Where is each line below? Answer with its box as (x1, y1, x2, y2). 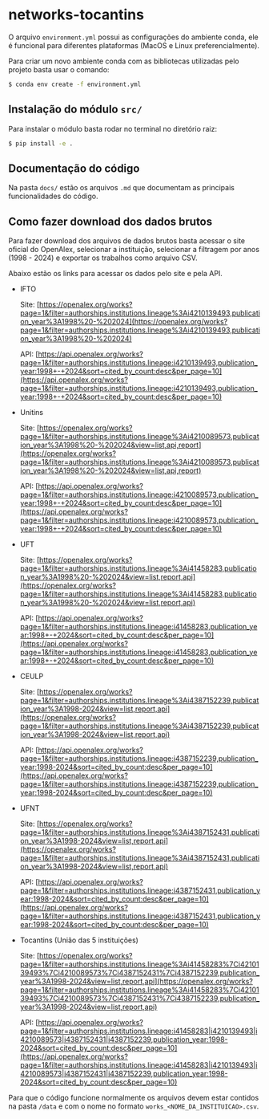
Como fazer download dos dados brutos (8, 214, 213, 228)
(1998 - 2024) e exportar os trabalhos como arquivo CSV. (8, 253, 198, 262)
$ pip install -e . (8, 139, 74, 148)
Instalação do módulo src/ (8, 103, 143, 116)
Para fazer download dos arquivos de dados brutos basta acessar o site (8, 236, 246, 246)
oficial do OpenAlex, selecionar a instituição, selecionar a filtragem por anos (8, 245, 260, 254)
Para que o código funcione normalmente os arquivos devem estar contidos (8, 1093, 259, 1103)
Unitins (19, 408, 44, 417)
